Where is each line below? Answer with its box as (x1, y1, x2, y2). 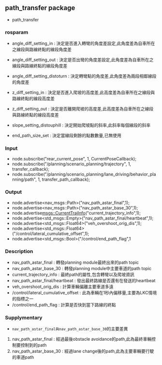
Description (5, 248, 33, 254)
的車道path (12, 354, 34, 360)
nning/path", (12, 176, 37, 182)
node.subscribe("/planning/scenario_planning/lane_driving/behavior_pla (12, 172, 156, 177)
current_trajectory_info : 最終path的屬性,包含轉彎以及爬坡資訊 (12, 271, 134, 277)
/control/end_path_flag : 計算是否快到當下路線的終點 (12, 302, 116, 307)
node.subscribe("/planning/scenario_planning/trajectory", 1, (12, 161, 132, 167)
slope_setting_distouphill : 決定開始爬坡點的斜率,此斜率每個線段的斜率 (12, 122, 151, 128)
